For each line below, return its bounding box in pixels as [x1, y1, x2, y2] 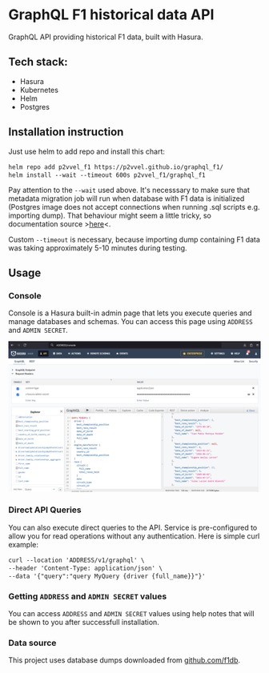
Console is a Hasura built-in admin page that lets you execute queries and [8, 308, 252, 318]
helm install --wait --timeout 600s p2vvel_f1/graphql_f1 [8, 170, 206, 179]
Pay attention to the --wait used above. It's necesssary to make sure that [8, 185, 251, 194]
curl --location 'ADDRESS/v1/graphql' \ [8, 556, 146, 564]
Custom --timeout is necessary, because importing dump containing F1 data [8, 234, 260, 244]
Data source [8, 637, 57, 648]
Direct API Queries [8, 504, 82, 515]
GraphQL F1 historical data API [8, 6, 215, 24]
